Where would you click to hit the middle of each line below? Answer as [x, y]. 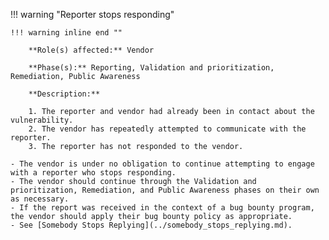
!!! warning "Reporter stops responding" [92, 14]
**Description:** [64, 94]
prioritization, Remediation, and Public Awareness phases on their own [165, 190]
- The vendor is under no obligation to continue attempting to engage [162, 164]
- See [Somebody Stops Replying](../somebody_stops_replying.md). [151, 225]
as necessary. [40, 199]
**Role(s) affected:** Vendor [91, 50]
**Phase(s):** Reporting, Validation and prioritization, [151, 68]
